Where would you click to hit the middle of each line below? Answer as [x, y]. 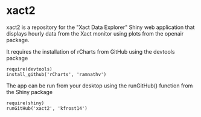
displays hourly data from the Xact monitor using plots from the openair [95, 33]
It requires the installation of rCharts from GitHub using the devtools [91, 51]
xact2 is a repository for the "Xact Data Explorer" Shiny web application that [101, 27]
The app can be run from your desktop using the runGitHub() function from [100, 86]
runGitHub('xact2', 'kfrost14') [47, 108]
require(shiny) [25, 103]
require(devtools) [29, 69]
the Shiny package [30, 92]
